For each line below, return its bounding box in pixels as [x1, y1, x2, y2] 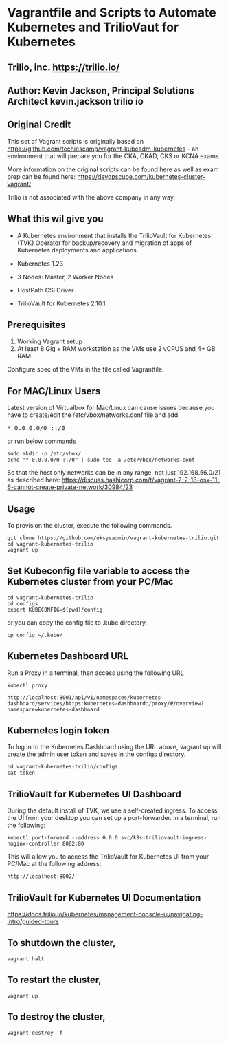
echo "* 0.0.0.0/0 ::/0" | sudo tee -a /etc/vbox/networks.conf [7, 456, 195, 464]
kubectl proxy [7, 682, 48, 689]
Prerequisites [7, 319, 66, 331]
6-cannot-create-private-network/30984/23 [7, 483, 133, 491]
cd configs [7, 600, 38, 607]
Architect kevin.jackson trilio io [7, 95, 144, 107]
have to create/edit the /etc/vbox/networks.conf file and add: [7, 411, 180, 419]
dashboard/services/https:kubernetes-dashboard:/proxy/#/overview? [7, 700, 205, 707]
